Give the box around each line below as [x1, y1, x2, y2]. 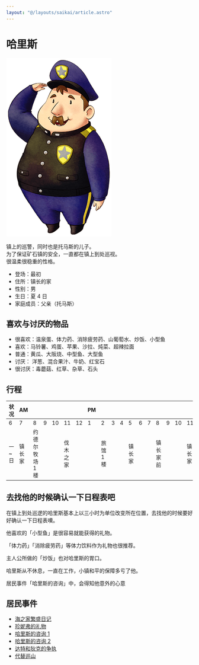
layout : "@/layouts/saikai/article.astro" [6, 9, 113, 15]
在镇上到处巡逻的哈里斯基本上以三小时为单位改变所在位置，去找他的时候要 [6, 509, 188, 516]
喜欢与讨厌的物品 [6, 319, 69, 329]
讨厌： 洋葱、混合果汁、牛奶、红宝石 [14, 358, 105, 365]
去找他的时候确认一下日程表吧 [6, 493, 115, 503]
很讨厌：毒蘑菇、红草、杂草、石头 [14, 365, 98, 373]
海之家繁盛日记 [14, 615, 52, 622]
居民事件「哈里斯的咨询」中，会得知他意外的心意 [6, 580, 126, 587]
